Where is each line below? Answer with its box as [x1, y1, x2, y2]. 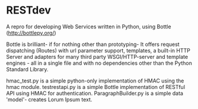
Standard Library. [6, 65, 49, 72]
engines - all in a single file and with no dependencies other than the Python [6, 60, 193, 67]
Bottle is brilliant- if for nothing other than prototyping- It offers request [6, 41, 180, 48]
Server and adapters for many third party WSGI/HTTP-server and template [6, 53, 189, 60]
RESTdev [6, 4, 52, 17]
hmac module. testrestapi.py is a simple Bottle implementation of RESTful [6, 83, 186, 90]
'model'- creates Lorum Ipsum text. [6, 95, 92, 103]
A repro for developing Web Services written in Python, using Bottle [6, 23, 171, 30]
